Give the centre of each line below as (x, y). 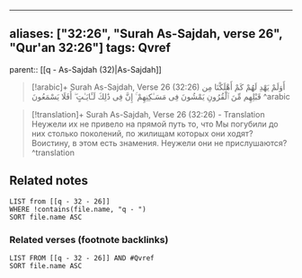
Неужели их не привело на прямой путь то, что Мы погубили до (155, 124)
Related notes (49, 181)
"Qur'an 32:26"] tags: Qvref (90, 48)
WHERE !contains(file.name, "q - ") (78, 209)
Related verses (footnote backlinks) (89, 239)
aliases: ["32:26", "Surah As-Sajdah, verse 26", (146, 34)
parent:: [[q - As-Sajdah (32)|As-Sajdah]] (85, 69)
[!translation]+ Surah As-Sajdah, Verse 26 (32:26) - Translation (148, 114)
